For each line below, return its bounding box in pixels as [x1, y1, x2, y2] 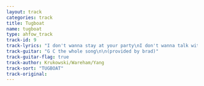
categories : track [6, 15, 53, 21]
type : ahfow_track [6, 31, 53, 38]
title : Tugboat [6, 20, 45, 26]
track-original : [6, 71, 47, 77]
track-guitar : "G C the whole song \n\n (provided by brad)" [6, 48, 159, 55]
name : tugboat [6, 25, 42, 32]
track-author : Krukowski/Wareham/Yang [6, 59, 104, 65]
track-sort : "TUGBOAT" [6, 65, 64, 71]
